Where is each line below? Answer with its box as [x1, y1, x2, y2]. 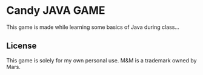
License [6, 41, 37, 51]
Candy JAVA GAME [6, 4, 105, 17]
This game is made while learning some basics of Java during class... [6, 23, 180, 31]
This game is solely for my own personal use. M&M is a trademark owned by [6, 56, 197, 64]
